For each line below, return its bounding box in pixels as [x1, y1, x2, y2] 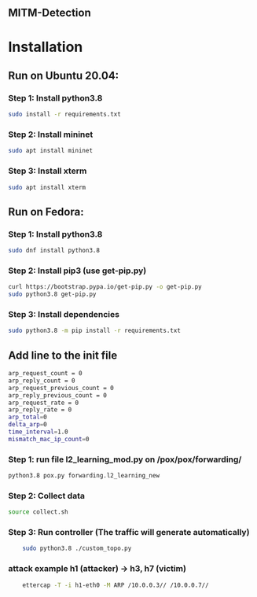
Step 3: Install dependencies [8, 309, 120, 320]
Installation [8, 38, 83, 56]
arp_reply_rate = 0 [8, 406, 72, 414]
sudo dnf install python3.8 [8, 247, 101, 255]
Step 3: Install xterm [8, 165, 87, 176]
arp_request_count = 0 [8, 370, 83, 378]
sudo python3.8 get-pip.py [8, 290, 97, 298]
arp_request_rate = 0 [8, 399, 79, 407]
